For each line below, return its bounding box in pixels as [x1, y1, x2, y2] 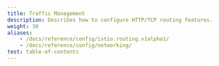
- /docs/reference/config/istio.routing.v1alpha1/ [19, 36, 170, 43]
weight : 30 [7, 23, 39, 30]
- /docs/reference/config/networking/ [19, 42, 132, 49]
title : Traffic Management [7, 10, 86, 17]
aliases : [7, 29, 33, 36]
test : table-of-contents [7, 49, 79, 56]
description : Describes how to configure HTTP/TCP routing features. [7, 16, 213, 23]
